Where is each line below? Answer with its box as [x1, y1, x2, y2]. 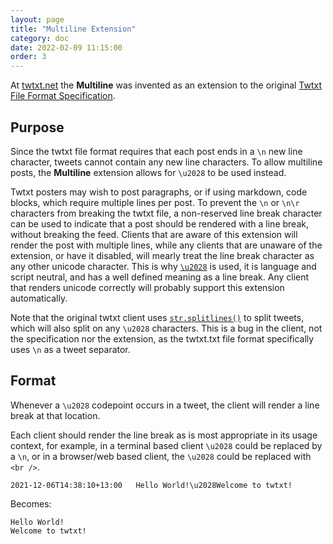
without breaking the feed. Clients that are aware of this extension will [10, 228, 298, 240]
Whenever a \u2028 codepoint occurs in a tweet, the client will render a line [10, 399, 320, 411]
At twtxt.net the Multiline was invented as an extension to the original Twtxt [10, 79, 323, 91]
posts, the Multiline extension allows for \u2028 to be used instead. [10, 166, 287, 178]
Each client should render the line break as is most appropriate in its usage [10, 429, 318, 441]
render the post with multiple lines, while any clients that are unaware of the [10, 239, 323, 251]
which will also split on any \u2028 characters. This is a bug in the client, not [10, 322, 323, 334]
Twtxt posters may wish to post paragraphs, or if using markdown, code [10, 186, 308, 198]
